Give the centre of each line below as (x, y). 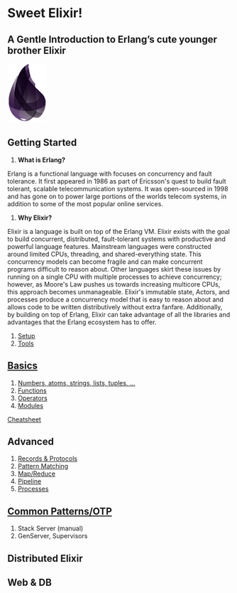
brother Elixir (37, 50)
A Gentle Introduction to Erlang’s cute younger (112, 39)
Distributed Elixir (45, 559)
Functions (32, 390)
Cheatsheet (24, 419)
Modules (31, 405)
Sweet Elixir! (45, 13)
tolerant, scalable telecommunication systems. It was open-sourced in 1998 (118, 188)
